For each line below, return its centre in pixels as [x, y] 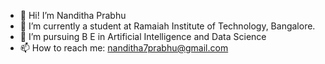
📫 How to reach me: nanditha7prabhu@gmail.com [124, 48]
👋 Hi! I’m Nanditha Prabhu [73, 15]
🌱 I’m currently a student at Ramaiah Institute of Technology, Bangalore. [167, 26]
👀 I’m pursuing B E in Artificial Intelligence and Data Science [143, 36]
